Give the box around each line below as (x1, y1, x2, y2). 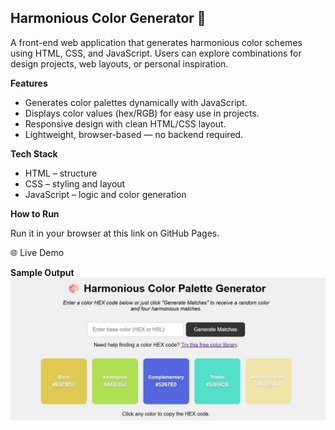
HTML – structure (24, 167, 98, 179)
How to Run (10, 207, 60, 220)
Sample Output (10, 266, 75, 278)
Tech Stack (10, 147, 58, 160)
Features (10, 77, 48, 89)
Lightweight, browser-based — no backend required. (24, 128, 244, 140)
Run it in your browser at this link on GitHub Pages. (10, 227, 220, 239)
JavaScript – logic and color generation (24, 188, 187, 200)
